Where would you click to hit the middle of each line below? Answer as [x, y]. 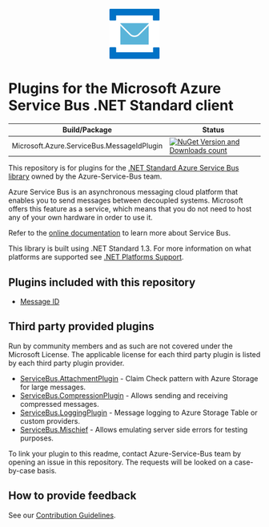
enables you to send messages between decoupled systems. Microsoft [126, 200]
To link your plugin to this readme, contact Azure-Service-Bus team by [125, 453]
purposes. [37, 438]
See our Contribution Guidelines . [62, 515]
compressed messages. [59, 404]
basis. [47, 470]
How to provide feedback [72, 496]
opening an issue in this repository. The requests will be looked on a [120, 462]
